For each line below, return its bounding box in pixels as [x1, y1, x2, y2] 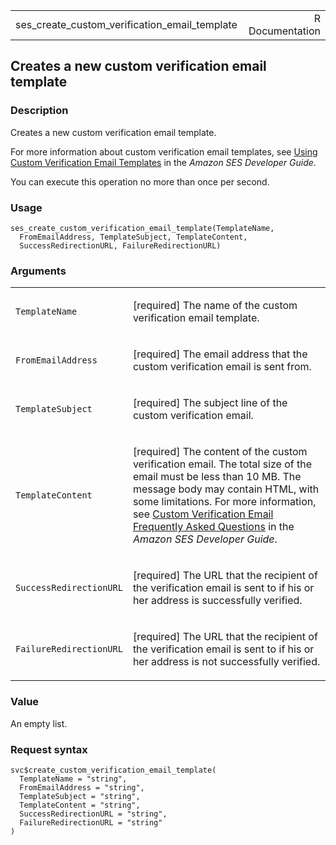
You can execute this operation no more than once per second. [10, 175, 270, 188]
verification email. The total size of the [132, 457, 313, 471]
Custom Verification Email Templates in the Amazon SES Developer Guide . [10, 156, 317, 168]
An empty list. [10, 717, 68, 729]
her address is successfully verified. [132, 594, 303, 608]
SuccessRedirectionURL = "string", [19, 809, 168, 819]
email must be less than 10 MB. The [132, 470, 302, 484]
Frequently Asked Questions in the [132, 520, 295, 534]
